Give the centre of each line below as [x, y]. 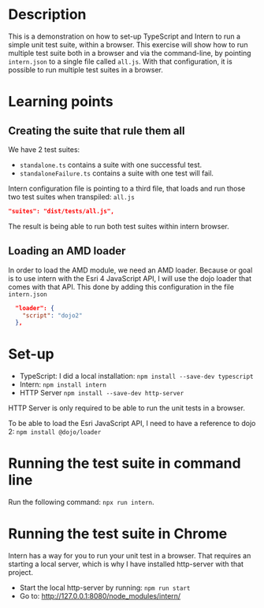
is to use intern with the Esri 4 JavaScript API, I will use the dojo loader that [130, 278]
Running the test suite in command [125, 463]
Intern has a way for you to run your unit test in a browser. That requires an [130, 556]
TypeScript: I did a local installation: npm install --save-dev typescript [136, 376]
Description [47, 15]
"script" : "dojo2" [52, 315]
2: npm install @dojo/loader [55, 432]
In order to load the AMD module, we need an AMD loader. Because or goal [130, 270]
